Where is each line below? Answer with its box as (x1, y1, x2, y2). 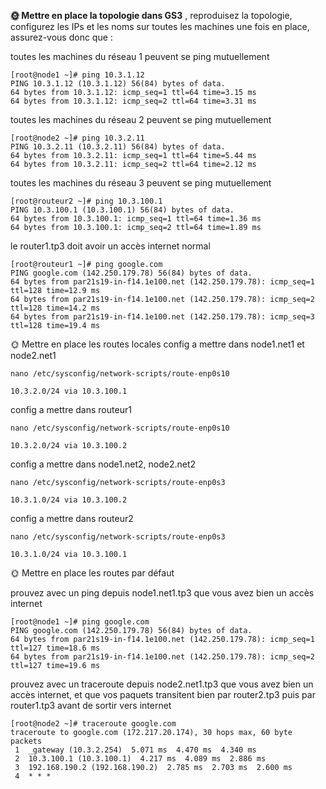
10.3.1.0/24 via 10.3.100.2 (10, 495, 128, 505)
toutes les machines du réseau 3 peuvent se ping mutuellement (10, 177, 272, 189)
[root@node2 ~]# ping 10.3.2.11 (10, 133, 145, 143)
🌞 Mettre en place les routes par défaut (10, 567, 175, 579)
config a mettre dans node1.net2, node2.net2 (10, 458, 197, 470)
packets (10, 736, 43, 746)
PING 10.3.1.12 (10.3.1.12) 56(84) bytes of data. (10, 79, 226, 89)
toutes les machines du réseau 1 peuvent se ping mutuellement (10, 51, 270, 62)
